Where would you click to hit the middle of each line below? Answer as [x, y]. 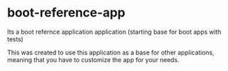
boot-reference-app [67, 13]
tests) [15, 39]
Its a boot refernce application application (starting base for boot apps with [114, 32]
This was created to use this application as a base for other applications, [111, 52]
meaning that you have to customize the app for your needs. [93, 59]
